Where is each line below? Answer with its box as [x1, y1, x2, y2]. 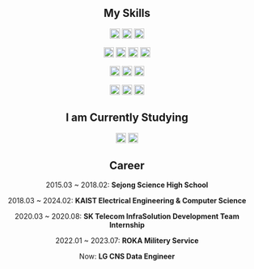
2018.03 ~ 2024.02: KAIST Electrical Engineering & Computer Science [7, 196, 247, 206]
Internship [109, 220, 145, 230]
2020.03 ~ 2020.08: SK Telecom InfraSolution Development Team [15, 211, 239, 221]
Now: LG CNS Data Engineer [78, 251, 176, 262]
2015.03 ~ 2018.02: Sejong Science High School [45, 180, 209, 190]
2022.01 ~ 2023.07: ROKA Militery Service [55, 236, 199, 246]
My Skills [103, 6, 151, 20]
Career [109, 159, 145, 173]
